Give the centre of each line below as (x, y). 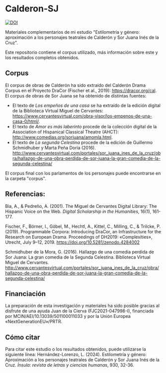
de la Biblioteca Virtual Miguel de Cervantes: (57, 110)
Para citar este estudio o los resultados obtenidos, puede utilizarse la (76, 349)
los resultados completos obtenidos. (42, 57)
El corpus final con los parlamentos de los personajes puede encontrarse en (83, 173)
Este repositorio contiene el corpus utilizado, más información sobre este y (82, 52)
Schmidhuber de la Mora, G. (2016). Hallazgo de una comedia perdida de (80, 252)
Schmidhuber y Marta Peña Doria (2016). (54, 148)
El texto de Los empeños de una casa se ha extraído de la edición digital (86, 105)
